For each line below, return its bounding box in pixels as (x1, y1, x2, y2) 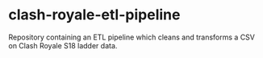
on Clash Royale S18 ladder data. (8, 40, 118, 50)
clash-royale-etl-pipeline (8, 6, 181, 24)
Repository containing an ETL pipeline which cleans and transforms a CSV (8, 32, 256, 42)
